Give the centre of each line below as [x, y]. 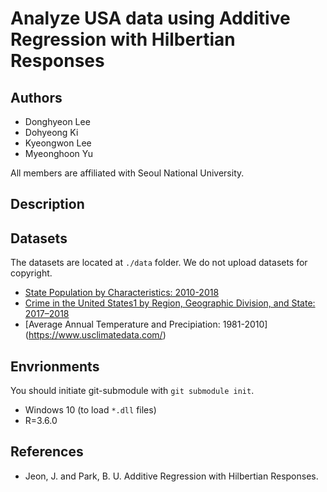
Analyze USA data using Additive [150, 18]
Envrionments [55, 366]
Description [47, 204]
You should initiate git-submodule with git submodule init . [132, 391]
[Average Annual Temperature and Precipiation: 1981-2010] [146, 324]
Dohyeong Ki [51, 132]
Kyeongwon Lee [58, 143]
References [47, 452]
